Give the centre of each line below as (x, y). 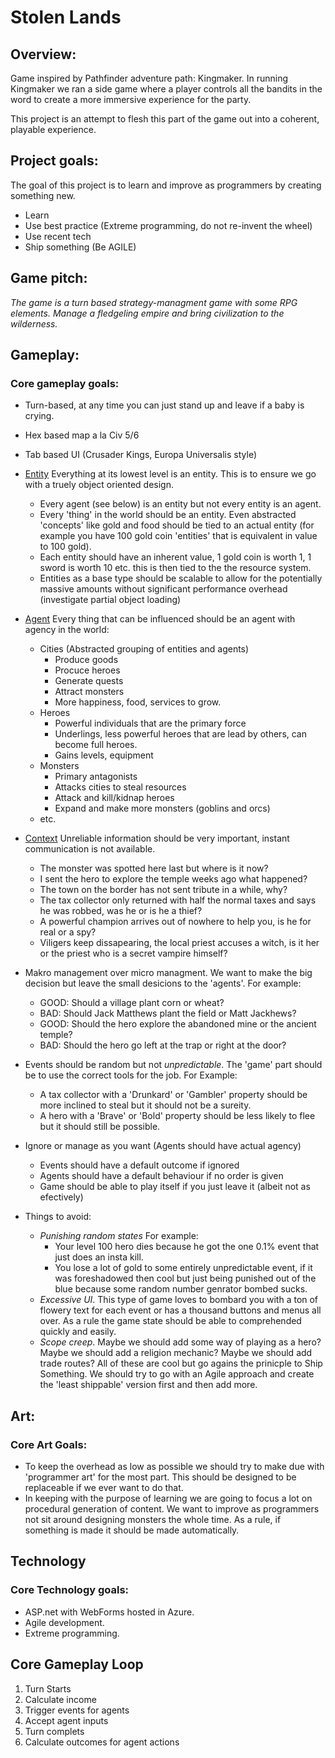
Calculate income (60, 1699)
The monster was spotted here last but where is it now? (154, 868)
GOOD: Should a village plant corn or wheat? (132, 1003)
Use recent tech (58, 236)
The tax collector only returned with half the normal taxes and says (178, 900)
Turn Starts (48, 1688)
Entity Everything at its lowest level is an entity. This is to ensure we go (170, 474)
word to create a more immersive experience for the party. (131, 99)
